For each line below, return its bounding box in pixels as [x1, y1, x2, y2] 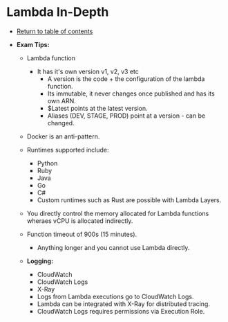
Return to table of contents [16, 27, 93, 35]
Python [37, 159, 58, 167]
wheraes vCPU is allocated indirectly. [26, 216, 133, 225]
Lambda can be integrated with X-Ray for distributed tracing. [37, 299, 210, 308]
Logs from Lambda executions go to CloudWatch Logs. [37, 292, 194, 301]
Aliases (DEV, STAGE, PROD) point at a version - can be [47, 111, 205, 120]
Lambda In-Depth [6, 4, 109, 20]
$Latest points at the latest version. [47, 104, 148, 112]
